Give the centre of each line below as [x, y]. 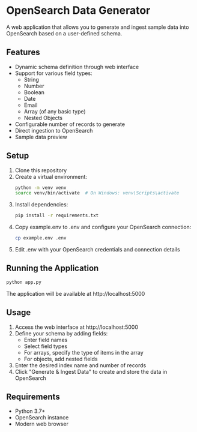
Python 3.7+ [30, 411]
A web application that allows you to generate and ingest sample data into [98, 27]
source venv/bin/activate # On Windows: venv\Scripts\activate [97, 193]
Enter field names [46, 340]
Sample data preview [41, 137]
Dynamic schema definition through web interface [77, 67]
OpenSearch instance [42, 418]
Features [23, 52]
